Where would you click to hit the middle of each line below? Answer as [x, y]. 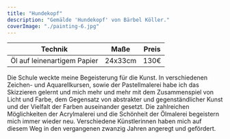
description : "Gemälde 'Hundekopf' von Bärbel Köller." [88, 20]
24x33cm [121, 61]
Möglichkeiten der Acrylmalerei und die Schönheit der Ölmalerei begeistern [113, 114]
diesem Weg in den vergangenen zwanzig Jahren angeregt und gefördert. [112, 129]
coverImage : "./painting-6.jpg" [53, 26]
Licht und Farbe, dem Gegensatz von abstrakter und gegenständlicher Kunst [115, 99]
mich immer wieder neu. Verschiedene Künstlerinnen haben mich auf [104, 121]
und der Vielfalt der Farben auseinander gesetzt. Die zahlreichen [98, 107]
